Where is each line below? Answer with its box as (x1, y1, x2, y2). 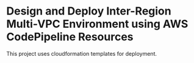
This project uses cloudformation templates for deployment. (6, 50, 157, 57)
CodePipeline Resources (6, 30, 134, 44)
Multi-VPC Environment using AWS (6, 17, 189, 31)
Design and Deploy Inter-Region (6, 4, 172, 18)
